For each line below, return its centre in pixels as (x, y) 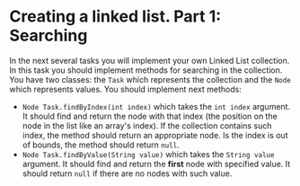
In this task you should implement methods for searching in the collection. (146, 70)
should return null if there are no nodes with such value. (127, 173)
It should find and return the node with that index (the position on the (150, 116)
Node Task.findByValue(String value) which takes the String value (148, 154)
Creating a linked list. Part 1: (115, 17)
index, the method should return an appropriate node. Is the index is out (155, 135)
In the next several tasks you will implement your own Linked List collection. (150, 60)
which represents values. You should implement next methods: (126, 89)
